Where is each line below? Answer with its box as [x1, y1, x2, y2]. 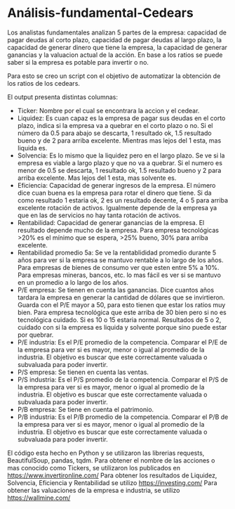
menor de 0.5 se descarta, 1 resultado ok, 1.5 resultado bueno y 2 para [17, 166, 222, 174]
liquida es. [17, 143, 48, 152]
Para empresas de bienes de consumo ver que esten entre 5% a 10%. [17, 263, 220, 271]
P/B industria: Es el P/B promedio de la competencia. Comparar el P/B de [17, 413, 229, 421]
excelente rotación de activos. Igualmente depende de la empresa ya [17, 203, 217, 212]
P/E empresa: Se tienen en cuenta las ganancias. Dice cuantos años [17, 285, 215, 294]
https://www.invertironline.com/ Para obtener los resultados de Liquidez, [7, 471, 217, 479]
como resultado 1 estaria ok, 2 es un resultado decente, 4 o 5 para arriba [17, 195, 228, 205]
